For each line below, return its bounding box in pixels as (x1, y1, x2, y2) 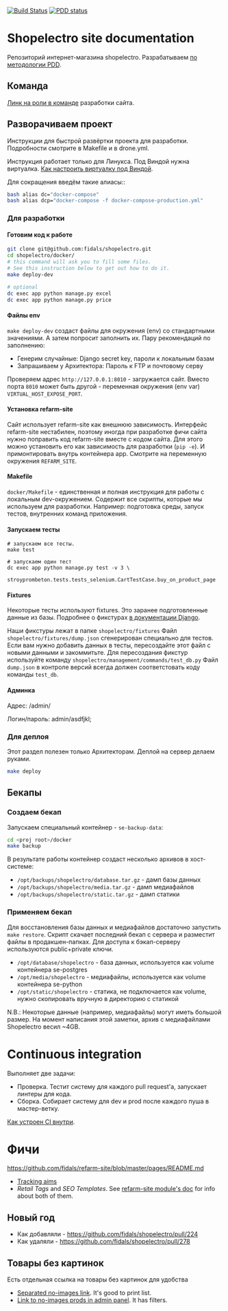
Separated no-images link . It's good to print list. (16, 1289, 152, 1297)
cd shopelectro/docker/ (7, 252, 75, 259)
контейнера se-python (16, 980, 83, 988)
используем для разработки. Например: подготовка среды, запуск (7, 503, 204, 511)
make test (7, 546, 36, 553)
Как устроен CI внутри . (7, 1118, 75, 1126)
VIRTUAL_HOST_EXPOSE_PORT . (7, 389, 83, 398)
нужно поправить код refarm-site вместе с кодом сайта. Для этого (7, 435, 203, 443)
